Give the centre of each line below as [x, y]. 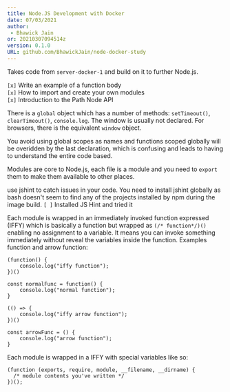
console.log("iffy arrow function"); [74, 314]
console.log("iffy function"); [64, 266]
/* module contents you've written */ [69, 376]
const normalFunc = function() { [55, 284]
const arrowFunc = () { [41, 332]
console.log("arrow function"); [66, 338]
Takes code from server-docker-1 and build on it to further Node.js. [103, 71]
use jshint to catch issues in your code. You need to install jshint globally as [114, 190]
